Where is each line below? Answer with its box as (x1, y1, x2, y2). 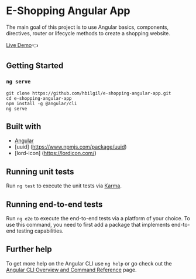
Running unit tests (6, 166, 74, 177)
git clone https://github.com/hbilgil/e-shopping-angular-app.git (6, 90, 171, 96)
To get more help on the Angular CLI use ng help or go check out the (6, 260, 172, 267)
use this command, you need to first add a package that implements (6, 221, 170, 228)
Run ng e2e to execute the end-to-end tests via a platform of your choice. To (6, 215, 191, 222)
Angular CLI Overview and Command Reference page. (6, 266, 137, 273)
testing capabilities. (16, 227, 64, 234)
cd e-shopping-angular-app (6, 95, 72, 101)
